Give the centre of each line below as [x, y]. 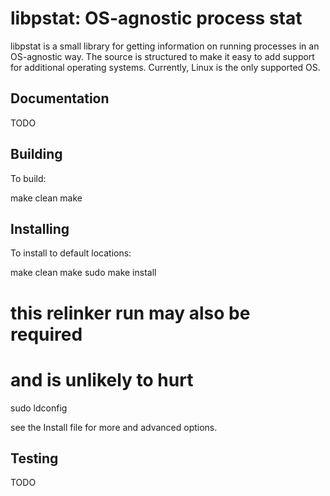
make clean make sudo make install [83, 273]
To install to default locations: [71, 253]
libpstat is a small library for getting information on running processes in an [165, 46]
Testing [34, 458]
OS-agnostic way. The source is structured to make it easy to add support [162, 56]
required [46, 334]
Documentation [60, 98]
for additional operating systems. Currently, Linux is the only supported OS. [165, 67]
